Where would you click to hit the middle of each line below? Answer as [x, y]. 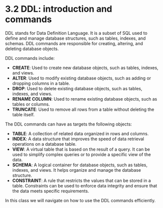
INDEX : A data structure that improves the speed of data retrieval [78, 139]
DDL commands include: [30, 58]
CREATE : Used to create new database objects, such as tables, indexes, [85, 68]
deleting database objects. [32, 49]
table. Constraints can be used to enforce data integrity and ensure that [84, 185]
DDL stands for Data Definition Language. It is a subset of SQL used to [76, 33]
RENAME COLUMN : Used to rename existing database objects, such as [84, 99]
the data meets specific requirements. [51, 191]
